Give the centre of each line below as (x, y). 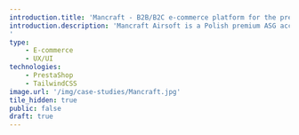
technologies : (36, 67)
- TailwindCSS (51, 83)
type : (19, 42)
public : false (36, 108)
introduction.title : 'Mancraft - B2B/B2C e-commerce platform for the (143, 17)
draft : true (31, 116)
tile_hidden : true (43, 100)
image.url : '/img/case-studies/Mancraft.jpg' (95, 91)
